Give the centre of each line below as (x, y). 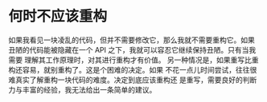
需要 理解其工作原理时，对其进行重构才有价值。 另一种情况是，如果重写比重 (133, 60)
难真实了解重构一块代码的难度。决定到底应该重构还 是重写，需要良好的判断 (133, 80)
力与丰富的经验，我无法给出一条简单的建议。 (82, 89)
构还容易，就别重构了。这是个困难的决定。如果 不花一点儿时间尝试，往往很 (133, 69)
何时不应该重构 (58, 16)
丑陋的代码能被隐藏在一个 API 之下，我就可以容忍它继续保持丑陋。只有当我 (132, 49)
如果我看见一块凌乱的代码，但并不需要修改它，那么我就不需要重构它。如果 (131, 40)
